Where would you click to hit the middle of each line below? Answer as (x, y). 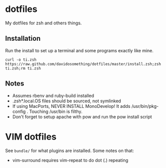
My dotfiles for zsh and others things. (43, 23)
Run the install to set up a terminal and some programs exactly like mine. (80, 50)
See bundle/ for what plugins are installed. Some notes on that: (70, 151)
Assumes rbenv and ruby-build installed (53, 95)
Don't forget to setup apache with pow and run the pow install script (82, 117)
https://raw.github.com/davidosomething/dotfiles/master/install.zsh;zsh (83, 64)
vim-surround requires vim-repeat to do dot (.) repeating (70, 160)
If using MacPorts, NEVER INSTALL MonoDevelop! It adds (71, 106)
